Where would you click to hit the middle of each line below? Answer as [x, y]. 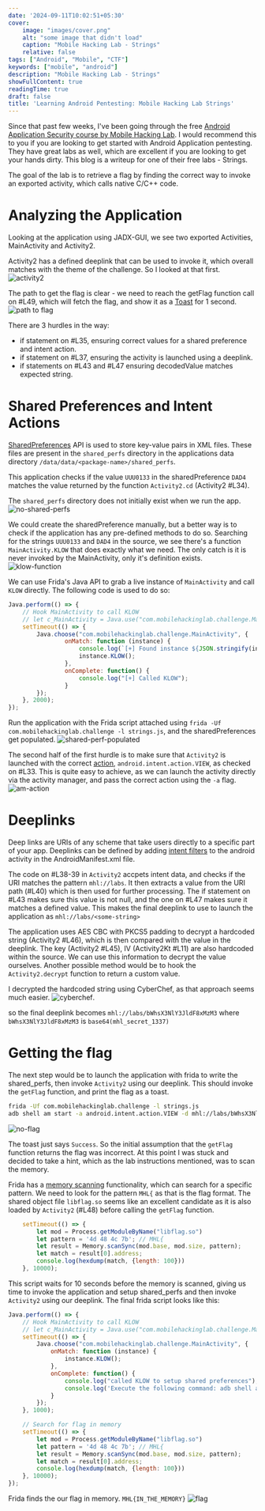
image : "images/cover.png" [67, 30]
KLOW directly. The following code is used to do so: [89, 590]
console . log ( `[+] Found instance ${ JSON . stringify [163, 649]
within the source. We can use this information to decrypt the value [117, 957]
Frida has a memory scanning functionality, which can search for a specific [130, 1184]
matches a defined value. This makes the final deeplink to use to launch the [131, 908]
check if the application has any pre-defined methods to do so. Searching [128, 533]
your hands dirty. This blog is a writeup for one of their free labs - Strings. [128, 160]
